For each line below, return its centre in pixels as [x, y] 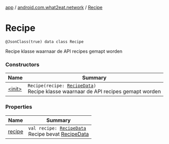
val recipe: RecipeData [57, 128]
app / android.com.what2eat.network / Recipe [54, 7]
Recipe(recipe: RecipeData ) [62, 86]
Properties [19, 107]
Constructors [22, 65]
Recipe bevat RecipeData [58, 134]
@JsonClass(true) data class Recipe [44, 42]
